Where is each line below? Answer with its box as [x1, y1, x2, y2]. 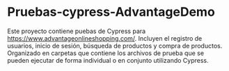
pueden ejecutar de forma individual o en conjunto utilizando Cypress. [7, 56, 209, 64]
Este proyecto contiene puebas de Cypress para [7, 27, 146, 35]
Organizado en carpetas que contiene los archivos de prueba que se [7, 49, 204, 57]
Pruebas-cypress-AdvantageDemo [7, 4, 216, 20]
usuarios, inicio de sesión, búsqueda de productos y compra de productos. [7, 41, 223, 50]
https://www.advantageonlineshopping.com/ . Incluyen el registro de [7, 34, 203, 42]
